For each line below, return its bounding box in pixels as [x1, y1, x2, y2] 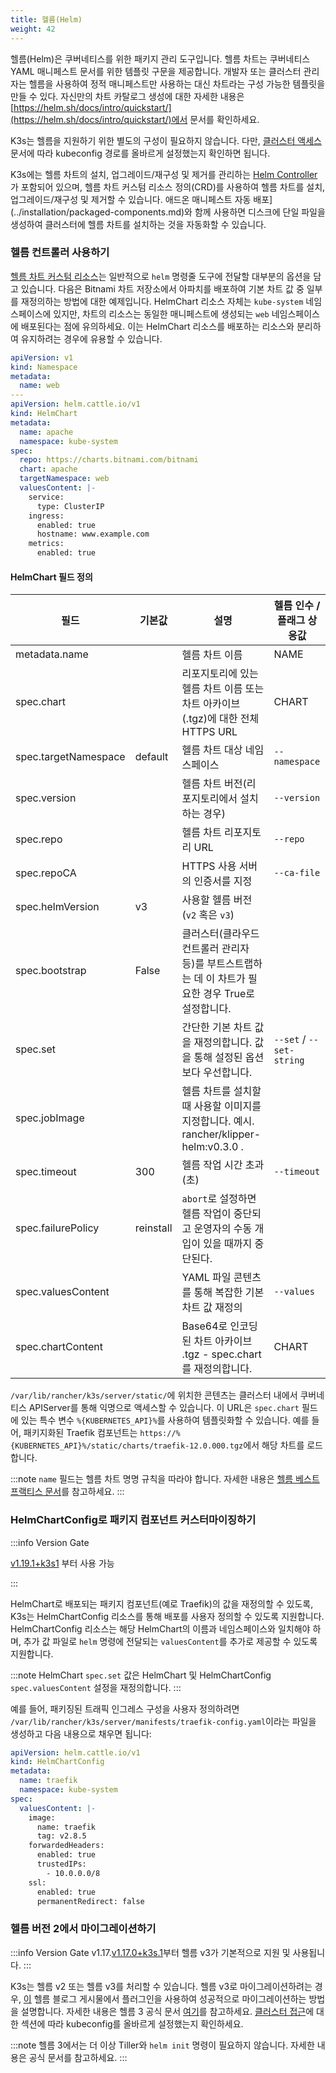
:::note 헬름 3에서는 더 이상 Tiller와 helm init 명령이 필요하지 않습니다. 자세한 [10, 2039, 315, 2051]
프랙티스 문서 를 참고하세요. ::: [10, 1486, 125, 1498]
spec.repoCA [15, 866, 77, 880]
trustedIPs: [36, 1859, 87, 1870]
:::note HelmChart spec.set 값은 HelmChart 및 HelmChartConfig [10, 1669, 272, 1681]
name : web [19, 381, 60, 391]
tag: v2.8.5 [36, 1831, 87, 1841]
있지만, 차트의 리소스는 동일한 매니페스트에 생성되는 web [53, 307, 270, 320]
